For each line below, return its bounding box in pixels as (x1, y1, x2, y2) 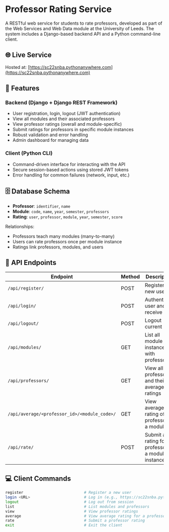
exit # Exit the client (5, 523, 123, 528)
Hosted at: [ (5, 64, 30, 70)
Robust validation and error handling (12, 132, 88, 138)
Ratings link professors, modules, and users (12, 244, 104, 250)
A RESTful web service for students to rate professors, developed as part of (5, 20, 162, 26)
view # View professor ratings (5, 509, 138, 514)
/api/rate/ (8, 445, 34, 451)
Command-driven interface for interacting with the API (12, 161, 126, 167)
